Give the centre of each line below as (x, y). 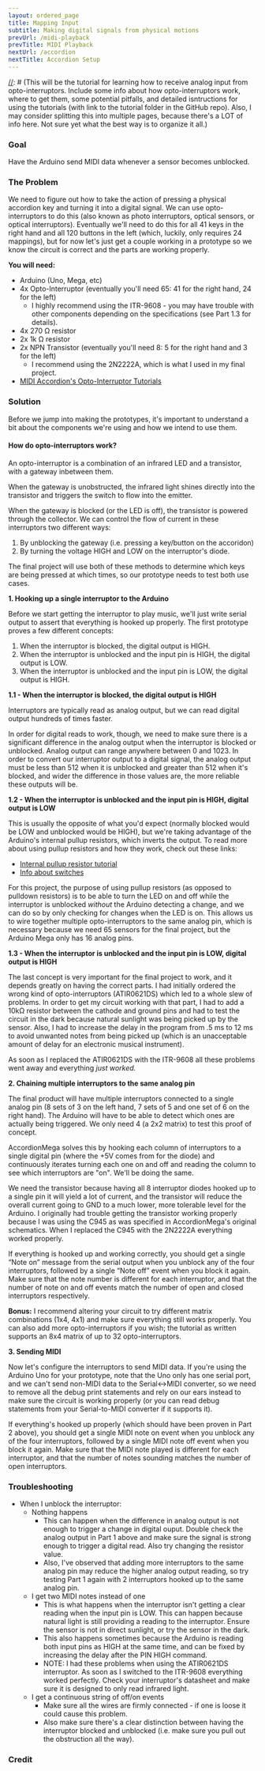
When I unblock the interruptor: (71, 1504)
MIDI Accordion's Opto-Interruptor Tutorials (90, 381)
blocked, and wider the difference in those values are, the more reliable (124, 776)
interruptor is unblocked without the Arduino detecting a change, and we (126, 904)
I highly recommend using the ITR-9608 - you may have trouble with (142, 306)
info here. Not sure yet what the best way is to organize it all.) (108, 124)
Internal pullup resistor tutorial (68, 863)
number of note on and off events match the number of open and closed (126, 1287)
